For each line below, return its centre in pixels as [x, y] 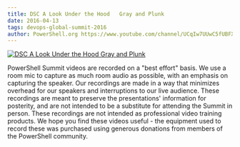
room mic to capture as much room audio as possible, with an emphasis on [118, 76]
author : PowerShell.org [43, 34]
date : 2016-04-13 [33, 21]
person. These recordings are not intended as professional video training [115, 113]
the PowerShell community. [47, 136]
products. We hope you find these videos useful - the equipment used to [114, 121]
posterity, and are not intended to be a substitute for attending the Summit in [120, 106]
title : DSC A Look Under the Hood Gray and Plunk [86, 14]
